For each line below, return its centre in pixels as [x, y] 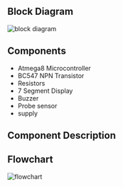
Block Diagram [40, 12]
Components [37, 51]
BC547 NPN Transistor [51, 75]
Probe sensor [37, 106]
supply [27, 113]
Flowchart [30, 160]
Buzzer [28, 98]
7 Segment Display [45, 91]
